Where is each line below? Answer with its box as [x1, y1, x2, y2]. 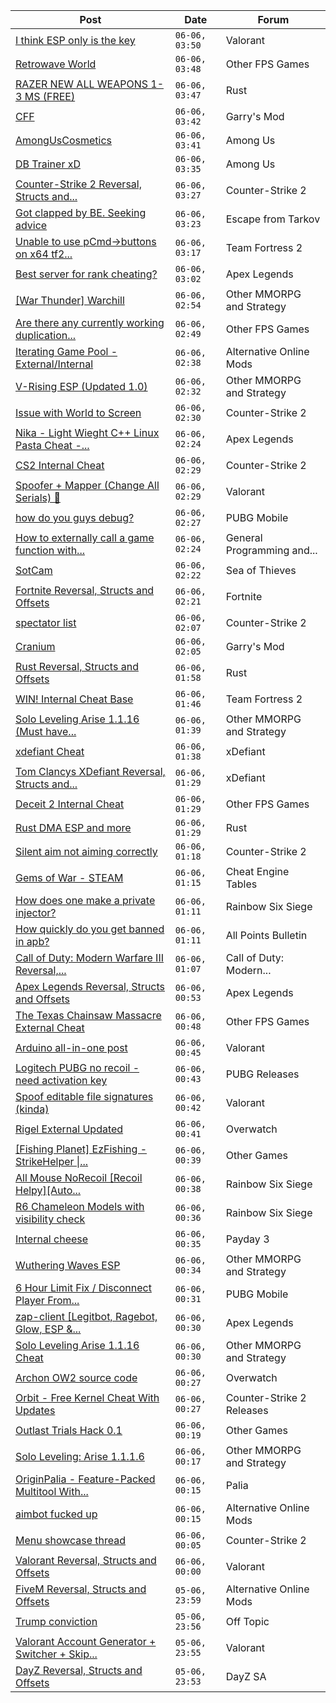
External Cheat [15, 1021, 85, 1034]
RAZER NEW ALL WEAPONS [15, 77, 148, 91]
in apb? [15, 935, 50, 948]
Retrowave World [15, 57, 97, 71]
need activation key [15, 1074, 108, 1087]
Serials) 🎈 [15, 491, 61, 504]
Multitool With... [15, 1485, 89, 1498]
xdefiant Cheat [15, 745, 85, 758]
